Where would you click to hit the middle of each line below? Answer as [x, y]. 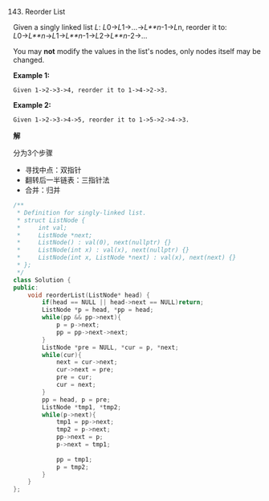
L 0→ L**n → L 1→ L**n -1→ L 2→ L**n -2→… [80, 36]
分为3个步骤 [33, 153]
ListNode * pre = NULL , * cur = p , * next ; [110, 347]
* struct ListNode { [51, 220]
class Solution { [42, 280]
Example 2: [32, 105]
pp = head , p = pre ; [76, 400]
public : [26, 287]
